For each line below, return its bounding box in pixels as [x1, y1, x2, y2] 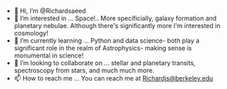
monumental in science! [13, 51, 84, 60]
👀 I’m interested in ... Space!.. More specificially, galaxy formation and [13, 14, 217, 22]
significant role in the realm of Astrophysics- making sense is [13, 44, 192, 52]
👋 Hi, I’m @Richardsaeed [13, 7, 86, 15]
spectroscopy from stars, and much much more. [13, 67, 155, 74]
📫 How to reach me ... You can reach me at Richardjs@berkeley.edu [13, 74, 214, 82]
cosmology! [13, 29, 49, 37]
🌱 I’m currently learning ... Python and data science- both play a [13, 36, 200, 45]
